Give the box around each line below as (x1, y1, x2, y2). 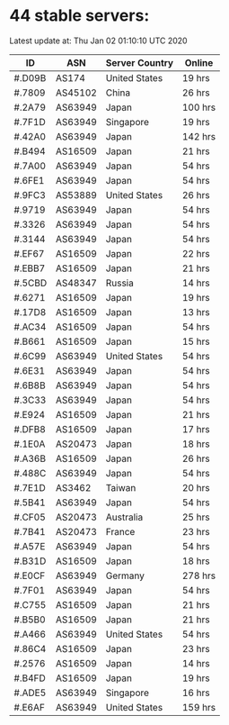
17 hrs (181, 422, 210, 435)
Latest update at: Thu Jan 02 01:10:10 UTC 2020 (9, 35, 188, 46)
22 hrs (181, 247, 210, 259)
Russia (105, 276, 135, 289)
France (105, 525, 136, 538)
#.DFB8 (13, 422, 47, 435)
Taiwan (105, 481, 137, 494)
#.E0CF (13, 569, 46, 582)
